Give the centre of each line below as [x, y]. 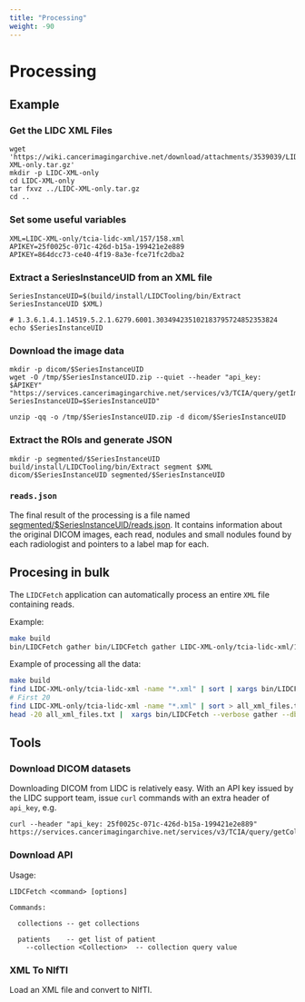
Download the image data [67, 351]
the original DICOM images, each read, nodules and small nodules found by [151, 534]
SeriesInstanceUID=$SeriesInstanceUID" [85, 402]
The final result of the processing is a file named [100, 515]
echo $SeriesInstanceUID [56, 328]
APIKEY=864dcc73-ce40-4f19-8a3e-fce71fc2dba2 [97, 254]
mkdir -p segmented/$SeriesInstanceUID [85, 459]
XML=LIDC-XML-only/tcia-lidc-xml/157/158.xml [97, 238]
